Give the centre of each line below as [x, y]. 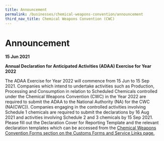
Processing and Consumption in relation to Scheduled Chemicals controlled [81, 91]
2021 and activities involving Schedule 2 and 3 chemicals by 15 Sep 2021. [79, 117]
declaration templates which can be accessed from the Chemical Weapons [81, 128]
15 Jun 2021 [18, 56]
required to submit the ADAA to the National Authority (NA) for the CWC [78, 102]
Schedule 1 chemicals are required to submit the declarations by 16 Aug [77, 112]
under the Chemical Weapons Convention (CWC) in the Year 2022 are [76, 97]
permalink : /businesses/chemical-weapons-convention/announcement [74, 14]
